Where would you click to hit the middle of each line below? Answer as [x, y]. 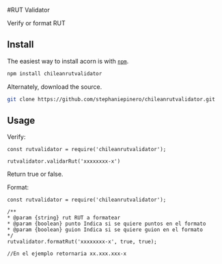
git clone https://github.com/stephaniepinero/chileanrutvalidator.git [111, 99]
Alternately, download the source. [55, 87]
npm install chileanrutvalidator [55, 74]
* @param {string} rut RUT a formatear [64, 218]
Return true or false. [35, 174]
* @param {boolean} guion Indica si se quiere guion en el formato [105, 230]
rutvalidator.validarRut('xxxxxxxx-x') [64, 161]
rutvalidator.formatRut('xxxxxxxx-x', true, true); [82, 242]
